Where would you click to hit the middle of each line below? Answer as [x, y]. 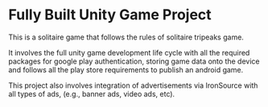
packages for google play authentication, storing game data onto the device [134, 61]
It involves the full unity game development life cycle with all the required [129, 52]
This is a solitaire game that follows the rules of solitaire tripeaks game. [126, 37]
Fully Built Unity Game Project [110, 15]
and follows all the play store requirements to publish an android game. [126, 69]
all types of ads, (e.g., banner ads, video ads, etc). [92, 93]
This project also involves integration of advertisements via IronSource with [133, 85]
